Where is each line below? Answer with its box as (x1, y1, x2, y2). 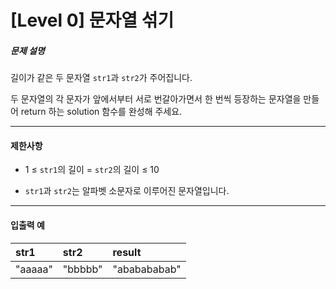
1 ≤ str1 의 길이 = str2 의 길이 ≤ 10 (24, 164, 160, 176)
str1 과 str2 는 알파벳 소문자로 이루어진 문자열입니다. (24, 185, 230, 197)
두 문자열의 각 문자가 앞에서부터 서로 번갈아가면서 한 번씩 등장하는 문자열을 (10, 93, 302, 105)
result (112, 245, 142, 259)
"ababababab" (112, 262, 182, 276)
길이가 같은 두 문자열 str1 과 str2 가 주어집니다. (10, 72, 193, 84)
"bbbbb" (62, 262, 103, 276)
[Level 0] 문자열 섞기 (10, 9, 175, 32)
